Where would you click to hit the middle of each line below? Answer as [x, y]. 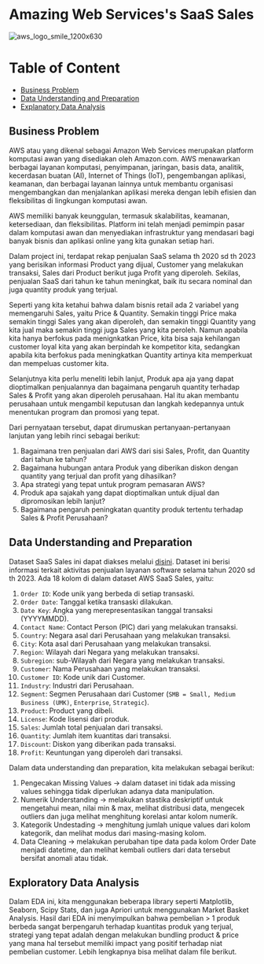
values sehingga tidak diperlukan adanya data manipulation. [117, 791]
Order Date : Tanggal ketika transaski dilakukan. [97, 602]
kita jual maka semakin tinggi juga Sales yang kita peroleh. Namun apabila [128, 330]
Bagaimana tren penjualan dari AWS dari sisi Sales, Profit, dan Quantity [135, 451]
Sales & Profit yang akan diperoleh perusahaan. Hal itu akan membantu [124, 395]
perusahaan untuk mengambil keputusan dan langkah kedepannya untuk [126, 404]
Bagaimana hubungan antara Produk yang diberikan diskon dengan [129, 467]
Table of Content [65, 68]
